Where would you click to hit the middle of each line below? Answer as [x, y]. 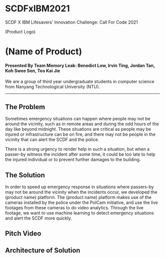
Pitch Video [23, 234]
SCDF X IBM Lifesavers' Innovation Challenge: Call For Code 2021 [72, 22]
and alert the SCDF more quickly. [39, 218]
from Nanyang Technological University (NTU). [53, 87]
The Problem [25, 107]
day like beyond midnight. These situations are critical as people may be [78, 129]
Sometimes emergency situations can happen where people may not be [78, 119]
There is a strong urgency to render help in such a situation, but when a [77, 149]
